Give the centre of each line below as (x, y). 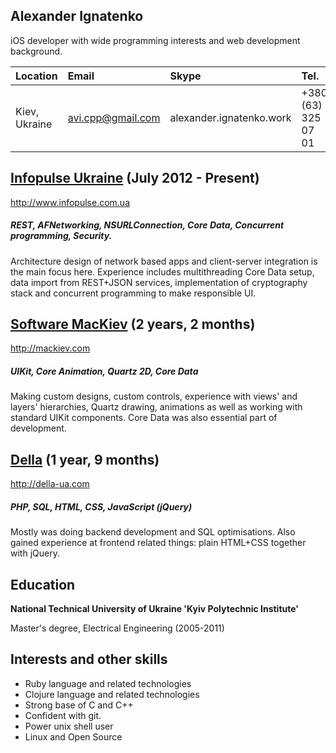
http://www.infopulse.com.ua (70, 202)
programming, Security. (61, 236)
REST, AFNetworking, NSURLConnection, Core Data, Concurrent (147, 225)
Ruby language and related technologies (108, 683)
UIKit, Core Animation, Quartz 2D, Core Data (104, 371)
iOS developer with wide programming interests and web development (155, 40)
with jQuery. (35, 553)
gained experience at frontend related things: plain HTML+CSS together (158, 543)
